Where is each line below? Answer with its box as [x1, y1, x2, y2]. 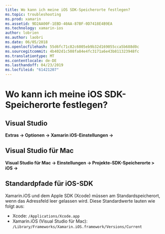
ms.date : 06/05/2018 [5, 40, 48, 45]
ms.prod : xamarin [5, 16, 41, 21]
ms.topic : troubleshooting [5, 12, 61, 17]
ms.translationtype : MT [5, 53, 55, 59]
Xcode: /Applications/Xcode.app [12, 213, 80, 219]
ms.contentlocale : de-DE [5, 58, 57, 63]
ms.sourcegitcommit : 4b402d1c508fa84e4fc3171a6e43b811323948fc [5, 49, 140, 54]
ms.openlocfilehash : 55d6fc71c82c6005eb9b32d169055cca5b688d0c [5, 44, 140, 49]
